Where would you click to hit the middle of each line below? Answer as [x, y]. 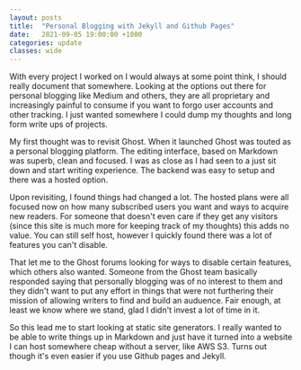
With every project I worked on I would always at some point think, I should [148, 76]
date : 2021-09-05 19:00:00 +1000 [76, 34]
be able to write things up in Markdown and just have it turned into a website [151, 337]
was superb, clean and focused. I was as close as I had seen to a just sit [143, 161]
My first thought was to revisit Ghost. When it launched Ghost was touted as [150, 142]
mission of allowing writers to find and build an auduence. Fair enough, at [145, 301]
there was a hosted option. [59, 180]
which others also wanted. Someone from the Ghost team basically [133, 272]
